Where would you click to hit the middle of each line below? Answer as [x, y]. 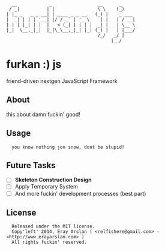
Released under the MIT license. [53, 226]
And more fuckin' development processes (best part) [80, 193]
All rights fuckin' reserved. [49, 242]
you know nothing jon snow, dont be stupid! [68, 147]
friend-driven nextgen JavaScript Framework [62, 81]
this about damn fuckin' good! [43, 114]
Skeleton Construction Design [53, 180]
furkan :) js [34, 65]
